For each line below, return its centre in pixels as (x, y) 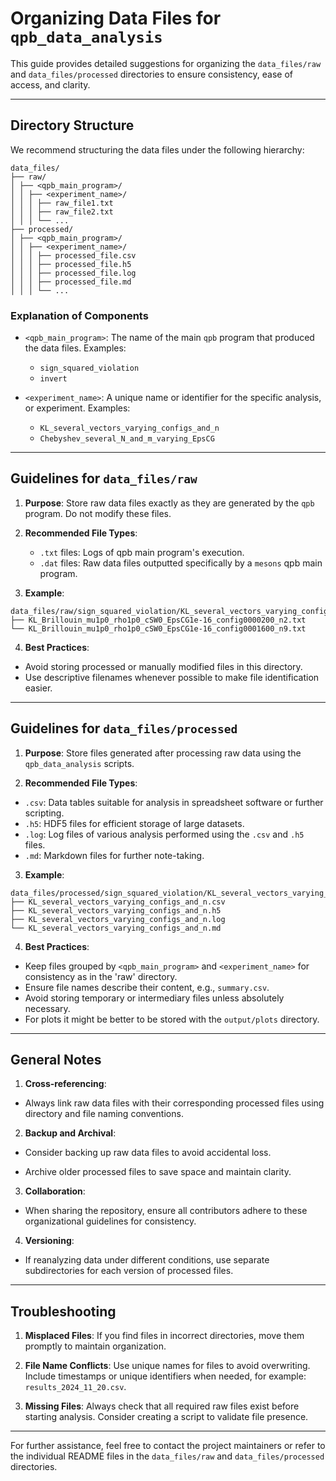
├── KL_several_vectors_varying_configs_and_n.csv (118, 902)
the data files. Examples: (75, 348)
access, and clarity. (50, 84)
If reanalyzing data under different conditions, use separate (147, 1260)
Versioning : (49, 1241)
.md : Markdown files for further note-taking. (114, 855)
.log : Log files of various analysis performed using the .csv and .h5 (164, 834)
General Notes (56, 1060)
